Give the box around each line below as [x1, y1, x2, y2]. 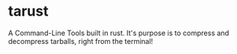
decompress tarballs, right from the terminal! [8, 36, 154, 45]
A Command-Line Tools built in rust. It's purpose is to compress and [8, 28, 230, 38]
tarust [8, 2, 49, 20]
